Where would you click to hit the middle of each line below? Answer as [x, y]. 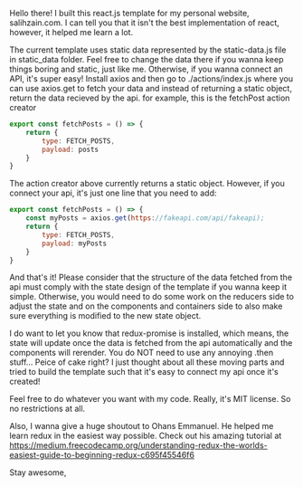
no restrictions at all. [47, 409]
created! [25, 382]
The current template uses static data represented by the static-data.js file [148, 50]
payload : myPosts [74, 243]
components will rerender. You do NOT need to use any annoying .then [142, 353]
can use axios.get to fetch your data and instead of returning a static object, [151, 88]
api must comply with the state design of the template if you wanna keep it [148, 287]
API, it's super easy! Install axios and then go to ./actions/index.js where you [151, 79]
